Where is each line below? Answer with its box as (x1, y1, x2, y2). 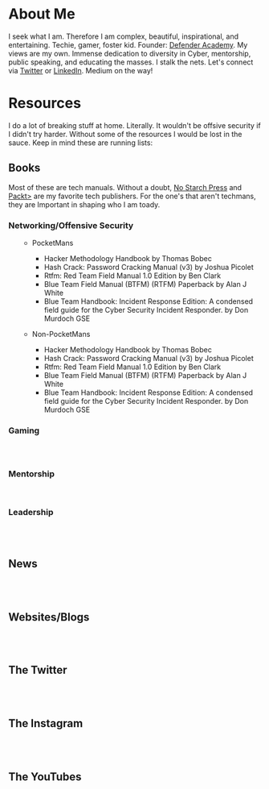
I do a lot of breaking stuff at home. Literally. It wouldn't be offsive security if (8, 120, 261, 130)
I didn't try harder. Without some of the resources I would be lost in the (8, 129, 243, 139)
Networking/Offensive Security (8, 219, 134, 230)
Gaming (8, 425, 40, 436)
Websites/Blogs (8, 610, 90, 624)
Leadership (8, 507, 54, 518)
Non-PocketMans (31, 329, 91, 338)
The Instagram (8, 716, 84, 730)
